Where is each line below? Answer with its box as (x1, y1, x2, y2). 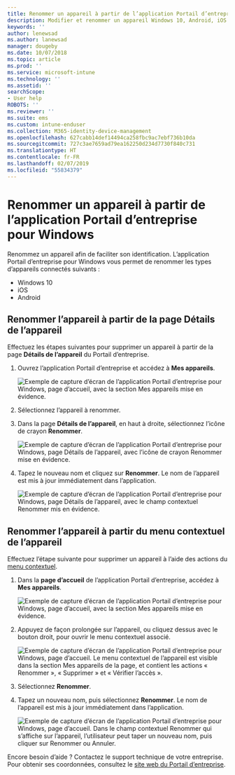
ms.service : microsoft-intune (7, 69, 96, 76)
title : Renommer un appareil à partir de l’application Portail (7, 10, 199, 18)
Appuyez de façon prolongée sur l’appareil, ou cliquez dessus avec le (17, 625, 218, 634)
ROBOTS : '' (7, 102, 39, 109)
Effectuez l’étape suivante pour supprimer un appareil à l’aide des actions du (7, 555, 228, 563)
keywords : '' (7, 23, 45, 30)
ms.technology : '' (7, 75, 61, 83)
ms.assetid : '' (7, 82, 52, 89)
